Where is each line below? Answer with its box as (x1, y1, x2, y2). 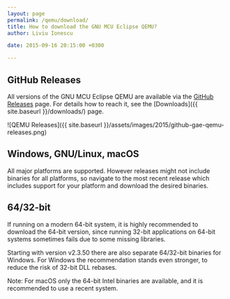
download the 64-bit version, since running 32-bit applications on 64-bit (7, 227, 216, 236)
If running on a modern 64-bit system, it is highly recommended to (7, 220, 199, 228)
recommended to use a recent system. (7, 284, 118, 292)
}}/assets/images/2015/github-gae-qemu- (103, 120, 224, 129)
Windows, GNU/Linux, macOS (7, 148, 139, 160)
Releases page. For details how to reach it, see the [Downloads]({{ (7, 99, 198, 108)
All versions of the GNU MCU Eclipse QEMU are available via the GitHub (7, 92, 214, 101)
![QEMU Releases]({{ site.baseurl (7, 120, 102, 129)
